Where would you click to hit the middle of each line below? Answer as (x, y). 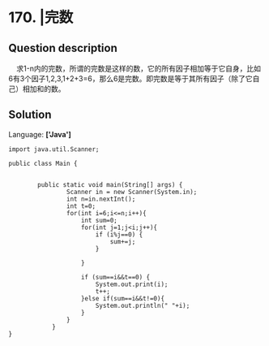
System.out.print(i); (132, 284)
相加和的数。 (44, 89)
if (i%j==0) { (119, 234)
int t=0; (81, 206)
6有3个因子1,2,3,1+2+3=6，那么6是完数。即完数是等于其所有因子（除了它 (130, 78)
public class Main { (43, 163)
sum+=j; (123, 241)
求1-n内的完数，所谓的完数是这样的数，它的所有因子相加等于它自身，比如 (139, 68)
